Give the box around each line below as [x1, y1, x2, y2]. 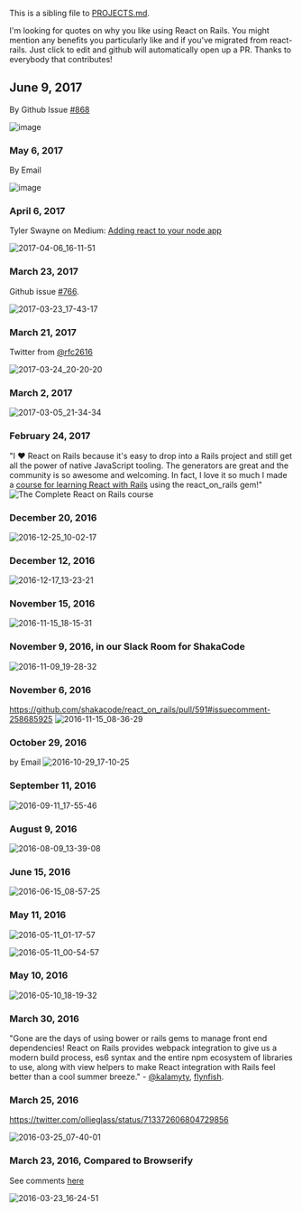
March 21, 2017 [9, 325, 77, 338]
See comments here [9, 1175, 85, 1186]
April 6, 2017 [9, 205, 66, 218]
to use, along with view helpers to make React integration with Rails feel [9, 1062, 276, 1073]
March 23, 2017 [9, 266, 78, 278]
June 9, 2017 [9, 80, 83, 96]
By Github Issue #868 [9, 104, 90, 115]
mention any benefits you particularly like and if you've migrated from [9, 35, 268, 45]
